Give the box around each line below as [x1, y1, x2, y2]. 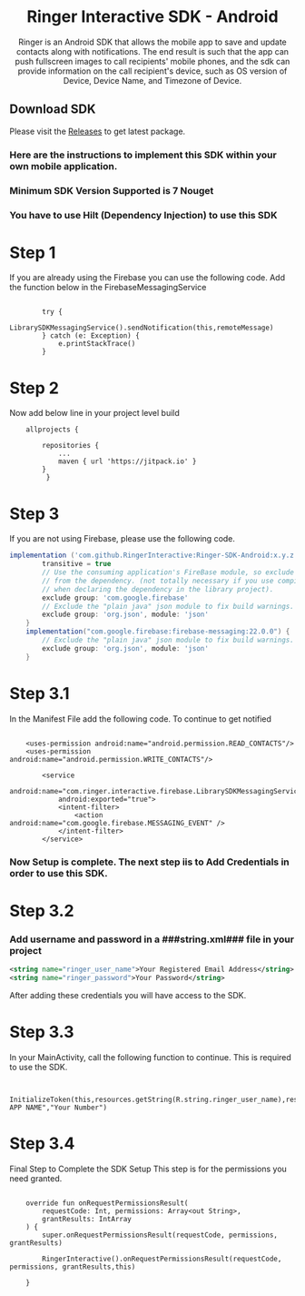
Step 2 [9, 378, 59, 398]
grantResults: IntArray [42, 1214, 132, 1223]
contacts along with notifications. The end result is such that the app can [16, 46, 289, 56]
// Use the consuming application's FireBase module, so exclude [42, 568, 295, 577]
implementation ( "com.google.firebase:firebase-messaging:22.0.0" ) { [25, 627, 290, 636]
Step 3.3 [9, 1021, 74, 1042]
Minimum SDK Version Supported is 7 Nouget [9, 184, 214, 197]
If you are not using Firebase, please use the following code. [9, 533, 236, 544]
